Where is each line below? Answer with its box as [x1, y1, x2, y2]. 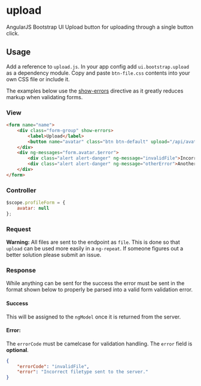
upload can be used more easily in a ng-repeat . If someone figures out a [6, 245, 184, 252]
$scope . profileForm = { [6, 200, 66, 206]
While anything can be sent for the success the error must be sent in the [6, 280, 185, 287]
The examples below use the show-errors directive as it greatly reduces [6, 87, 184, 94]
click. [6, 29, 20, 36]
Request [6, 225, 31, 233]
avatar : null [17, 205, 50, 211]
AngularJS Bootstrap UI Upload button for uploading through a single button [6, 23, 193, 30]
